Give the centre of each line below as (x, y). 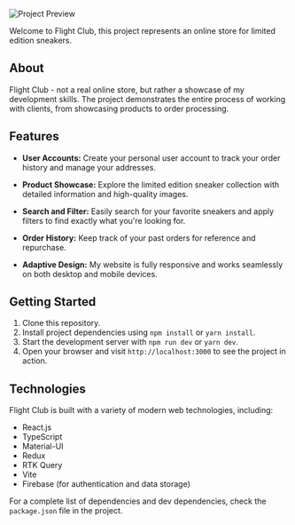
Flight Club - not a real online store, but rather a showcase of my (127, 90)
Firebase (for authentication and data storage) (106, 484)
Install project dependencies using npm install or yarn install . (139, 332)
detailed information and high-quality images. (105, 194)
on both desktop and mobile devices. (89, 274)
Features (34, 136)
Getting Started (53, 302)
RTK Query (42, 465)
